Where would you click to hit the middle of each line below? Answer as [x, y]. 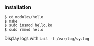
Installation [18, 7]
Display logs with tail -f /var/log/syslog [47, 39]
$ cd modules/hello [24, 17]
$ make [11, 21]
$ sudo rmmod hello [24, 30]
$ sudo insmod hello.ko [28, 25]
